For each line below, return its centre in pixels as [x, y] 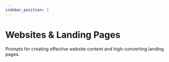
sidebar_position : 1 [27, 10]
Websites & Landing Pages [63, 35]
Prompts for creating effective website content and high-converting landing [85, 49]
